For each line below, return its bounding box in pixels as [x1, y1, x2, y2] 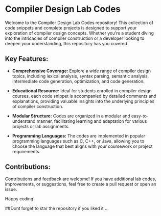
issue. [5, 186, 17, 192]
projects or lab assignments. [12, 123, 69, 129]
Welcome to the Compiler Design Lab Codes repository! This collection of [5, 20, 154, 26]
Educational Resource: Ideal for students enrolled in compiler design [12, 87, 152, 94]
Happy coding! [5, 195, 35, 202]
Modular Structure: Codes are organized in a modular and [12, 113, 131, 119]
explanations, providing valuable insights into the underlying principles [12, 98, 155, 104]
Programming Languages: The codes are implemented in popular [12, 133, 146, 138]
